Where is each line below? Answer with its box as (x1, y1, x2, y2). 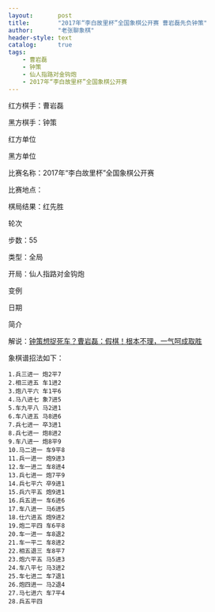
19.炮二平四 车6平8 (8, 522, 66, 530)
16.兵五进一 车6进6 (8, 496, 66, 504)
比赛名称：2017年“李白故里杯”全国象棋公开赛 (8, 168, 155, 177)
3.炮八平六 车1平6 (8, 387, 62, 395)
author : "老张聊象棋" (8, 26, 95, 34)
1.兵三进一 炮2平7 (8, 370, 62, 378)
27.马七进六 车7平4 (8, 589, 66, 597)
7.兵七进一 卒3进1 (8, 420, 62, 428)
